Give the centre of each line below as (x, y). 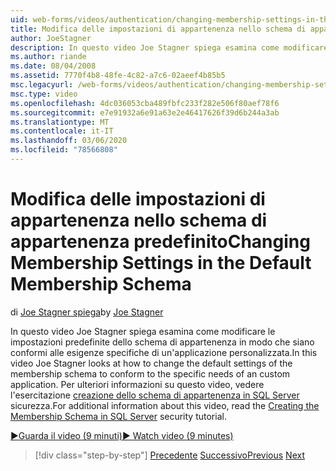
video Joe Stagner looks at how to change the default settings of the (151, 363)
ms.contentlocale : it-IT (62, 131)
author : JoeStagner (51, 38)
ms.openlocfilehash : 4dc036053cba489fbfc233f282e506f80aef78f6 (145, 103)
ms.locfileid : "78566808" (64, 150)
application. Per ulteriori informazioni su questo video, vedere (137, 384)
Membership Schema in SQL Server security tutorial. (118, 416)
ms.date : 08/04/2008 (53, 66)
